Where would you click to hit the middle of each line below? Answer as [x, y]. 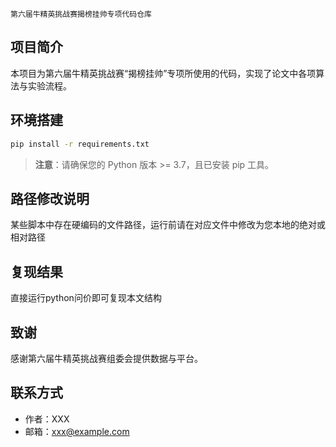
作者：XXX [47, 419]
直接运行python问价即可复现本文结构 [86, 298]
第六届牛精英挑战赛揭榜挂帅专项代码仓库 [81, 14]
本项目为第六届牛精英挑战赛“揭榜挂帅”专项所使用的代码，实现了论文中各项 [163, 73]
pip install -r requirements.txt [80, 144]
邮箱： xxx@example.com [77, 431]
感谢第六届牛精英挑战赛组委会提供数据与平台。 [106, 358]
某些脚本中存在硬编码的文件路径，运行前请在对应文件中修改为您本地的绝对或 [168, 225]
